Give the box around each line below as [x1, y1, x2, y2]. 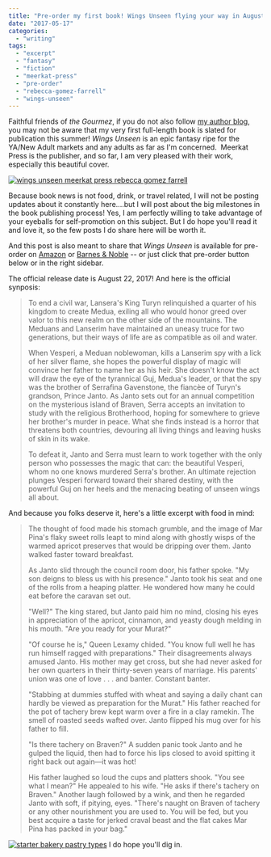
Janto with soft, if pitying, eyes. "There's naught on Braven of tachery [27, 798, 261, 808]
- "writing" [15, 34, 56, 43]
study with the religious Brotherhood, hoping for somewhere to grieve [27, 408, 261, 418]
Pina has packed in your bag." [27, 824, 127, 834]
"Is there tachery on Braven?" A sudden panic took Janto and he [27, 740, 243, 749]
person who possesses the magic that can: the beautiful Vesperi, [27, 458, 244, 468]
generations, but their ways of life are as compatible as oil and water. [27, 332, 258, 342]
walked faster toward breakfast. [27, 550, 135, 559]
